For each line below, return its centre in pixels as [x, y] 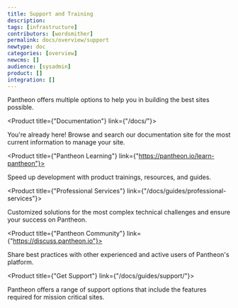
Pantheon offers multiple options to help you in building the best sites [109, 100]
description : [27, 21]
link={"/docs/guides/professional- [177, 191]
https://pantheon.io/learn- [176, 156]
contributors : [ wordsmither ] [50, 34]
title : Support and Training [50, 14]
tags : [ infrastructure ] [42, 27]
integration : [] [31, 80]
